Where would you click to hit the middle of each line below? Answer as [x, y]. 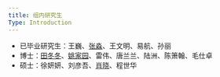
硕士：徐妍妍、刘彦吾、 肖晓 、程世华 [78, 65]
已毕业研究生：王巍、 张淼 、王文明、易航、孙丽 [95, 45]
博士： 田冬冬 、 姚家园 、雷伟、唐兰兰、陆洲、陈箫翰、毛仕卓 [116, 55]
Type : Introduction [40, 23]
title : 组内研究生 [35, 15]
